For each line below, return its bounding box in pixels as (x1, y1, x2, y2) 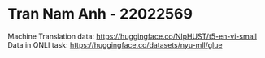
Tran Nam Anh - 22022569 (7, 5, 193, 23)
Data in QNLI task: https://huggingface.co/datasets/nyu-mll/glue (7, 39, 223, 49)
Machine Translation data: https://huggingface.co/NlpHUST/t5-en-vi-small (7, 31, 258, 41)
